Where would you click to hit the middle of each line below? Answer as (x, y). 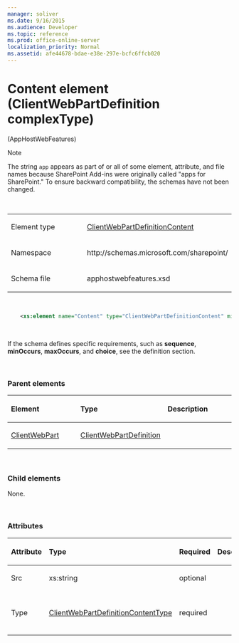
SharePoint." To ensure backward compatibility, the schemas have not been (118, 182)
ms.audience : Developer (43, 27)
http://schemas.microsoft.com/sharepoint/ (157, 252)
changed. (21, 189)
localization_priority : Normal (54, 47)
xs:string (63, 577)
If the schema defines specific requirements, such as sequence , (102, 343)
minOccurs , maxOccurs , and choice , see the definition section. (101, 351)
